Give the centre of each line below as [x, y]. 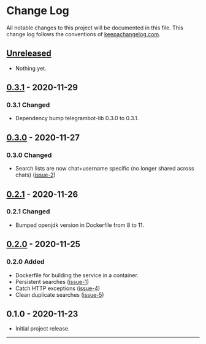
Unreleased [29, 54]
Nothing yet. [31, 68]
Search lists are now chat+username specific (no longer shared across [105, 169]
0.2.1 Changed [28, 212]
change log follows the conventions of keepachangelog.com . [83, 34]
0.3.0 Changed [29, 155]
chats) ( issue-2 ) [36, 175]
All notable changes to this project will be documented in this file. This [95, 28]
